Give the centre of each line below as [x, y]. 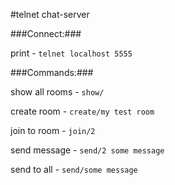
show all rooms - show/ [57, 92]
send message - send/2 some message [87, 150]
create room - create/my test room [82, 111]
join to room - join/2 [53, 130]
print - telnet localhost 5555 [71, 53]
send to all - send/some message [74, 169]
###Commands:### [52, 72]
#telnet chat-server [50, 14]
